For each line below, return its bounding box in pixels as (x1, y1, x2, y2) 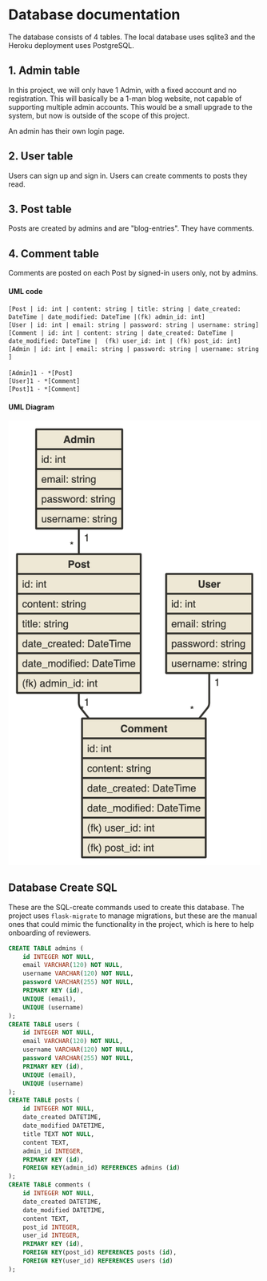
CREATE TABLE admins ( (8, 944, 84, 953)
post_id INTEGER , (22, 1223, 81, 1231)
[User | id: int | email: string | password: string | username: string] (8, 321, 260, 329)
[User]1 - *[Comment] (8, 377, 81, 385)
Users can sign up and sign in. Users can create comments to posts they (8, 171, 248, 180)
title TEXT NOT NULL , (22, 1130, 94, 1138)
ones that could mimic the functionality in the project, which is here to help (8, 919, 254, 929)
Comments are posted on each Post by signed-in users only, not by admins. (8, 268, 258, 278)
